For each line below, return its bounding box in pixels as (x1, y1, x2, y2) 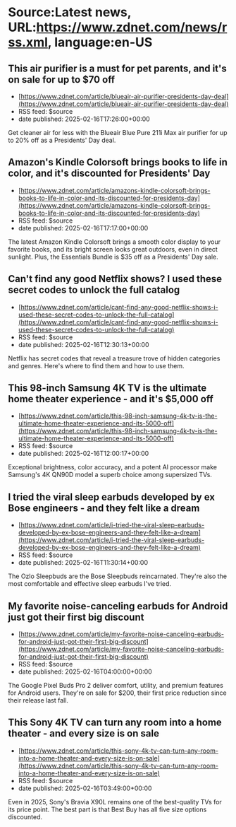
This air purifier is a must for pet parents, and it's (8, 62, 228, 74)
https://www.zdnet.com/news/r (36, 19, 228, 35)
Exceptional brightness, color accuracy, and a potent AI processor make (8, 463, 218, 471)
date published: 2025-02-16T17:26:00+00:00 (18, 115, 150, 123)
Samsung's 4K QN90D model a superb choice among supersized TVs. (8, 471, 212, 479)
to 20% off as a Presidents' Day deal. (8, 136, 116, 144)
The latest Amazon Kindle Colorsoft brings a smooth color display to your (8, 237, 221, 246)
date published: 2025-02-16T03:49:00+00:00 (18, 784, 152, 792)
